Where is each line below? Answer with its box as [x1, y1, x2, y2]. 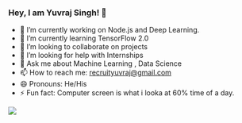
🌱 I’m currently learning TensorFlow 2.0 [19, 33, 149, 43]
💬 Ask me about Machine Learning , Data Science [19, 59, 182, 68]
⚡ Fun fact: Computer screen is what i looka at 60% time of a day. [19, 88, 235, 98]
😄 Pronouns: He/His [19, 79, 87, 89]
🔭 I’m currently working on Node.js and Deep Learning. [19, 25, 200, 35]
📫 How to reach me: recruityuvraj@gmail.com [19, 67, 172, 78]
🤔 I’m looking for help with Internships [19, 51, 144, 60]
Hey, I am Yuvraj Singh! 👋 [8, 7, 107, 18]
